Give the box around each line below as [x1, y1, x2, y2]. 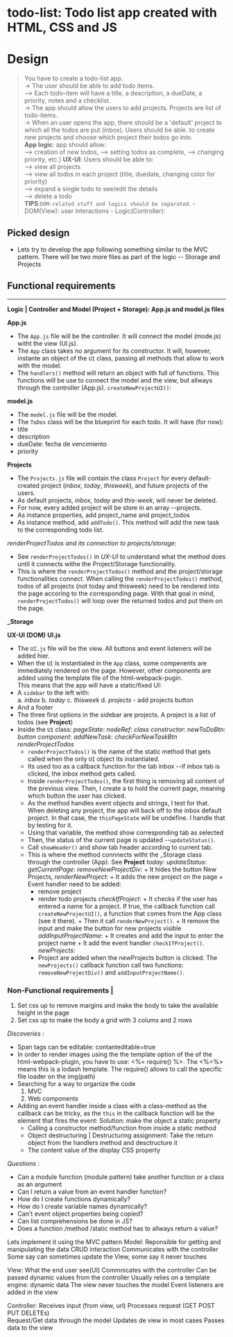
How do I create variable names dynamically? [17, 1203, 148, 1211]
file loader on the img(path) [17, 1072, 96, 1081]
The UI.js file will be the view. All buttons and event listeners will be [17, 644, 212, 652]
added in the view [7, 1288, 58, 1297]
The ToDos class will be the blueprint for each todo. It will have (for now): [17, 417, 224, 426]
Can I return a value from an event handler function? [17, 1187, 167, 1196]
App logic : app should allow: [24, 141, 106, 149]
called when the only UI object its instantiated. [27, 754, 160, 763]
